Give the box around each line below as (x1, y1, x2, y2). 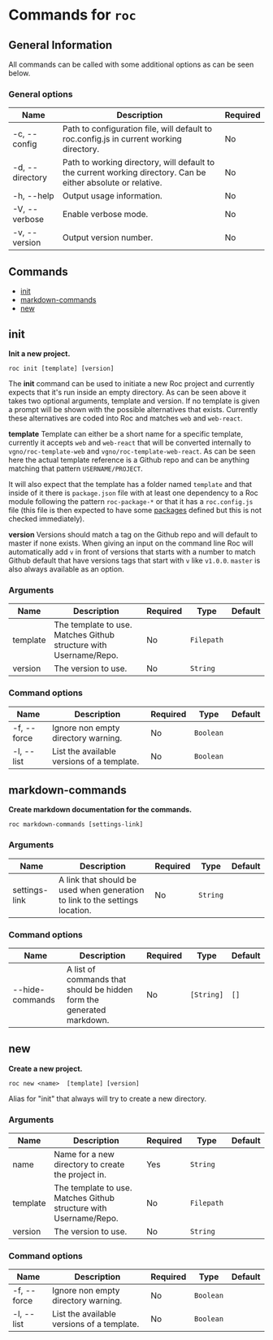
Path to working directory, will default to (62, 157, 215, 168)
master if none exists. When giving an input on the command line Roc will (8, 538, 253, 548)
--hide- (12, 984, 45, 995)
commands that (66, 973, 127, 985)
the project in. (54, 1169, 107, 1181)
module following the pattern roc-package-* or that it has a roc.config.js (8, 496, 253, 506)
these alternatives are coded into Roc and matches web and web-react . (8, 413, 243, 423)
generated (66, 1004, 106, 1016)
